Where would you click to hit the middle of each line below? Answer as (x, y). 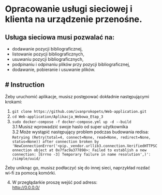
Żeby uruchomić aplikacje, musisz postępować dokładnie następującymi (77, 96)
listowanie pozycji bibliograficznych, (48, 54)
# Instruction (25, 85)
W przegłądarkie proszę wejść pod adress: (55, 182)
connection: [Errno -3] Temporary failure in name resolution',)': (81, 154)
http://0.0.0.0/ (26, 187)
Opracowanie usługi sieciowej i (69, 9)
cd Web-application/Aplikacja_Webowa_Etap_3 (58, 117)
